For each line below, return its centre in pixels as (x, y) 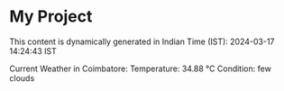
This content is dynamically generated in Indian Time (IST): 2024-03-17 (142, 41)
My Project (51, 17)
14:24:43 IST (33, 50)
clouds (22, 77)
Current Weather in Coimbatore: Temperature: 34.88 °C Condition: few (141, 68)
